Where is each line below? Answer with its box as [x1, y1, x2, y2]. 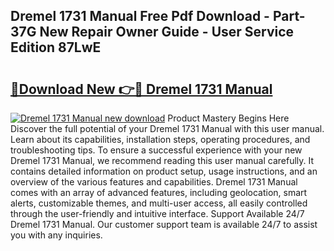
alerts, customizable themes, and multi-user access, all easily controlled [10, 197, 308, 209]
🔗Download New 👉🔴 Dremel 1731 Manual [10, 80, 273, 98]
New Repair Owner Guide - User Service [39, 24, 295, 41]
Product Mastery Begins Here [167, 112, 290, 124]
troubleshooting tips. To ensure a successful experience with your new [10, 144, 303, 156]
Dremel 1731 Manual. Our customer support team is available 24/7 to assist [10, 219, 318, 230]
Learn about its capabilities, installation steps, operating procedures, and [10, 134, 311, 145]
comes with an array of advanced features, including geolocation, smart [10, 187, 308, 198]
